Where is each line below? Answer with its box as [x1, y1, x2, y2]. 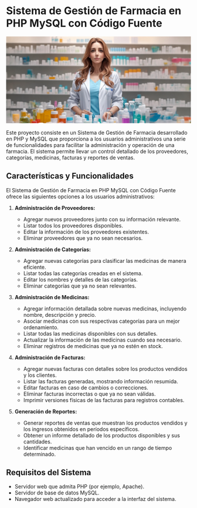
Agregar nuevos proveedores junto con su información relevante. [23, 216, 181, 223]
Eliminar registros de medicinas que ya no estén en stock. [23, 342, 163, 349]
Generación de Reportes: [14, 407, 77, 415]
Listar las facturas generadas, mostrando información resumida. [23, 377, 179, 385]
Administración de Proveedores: [14, 204, 96, 211]
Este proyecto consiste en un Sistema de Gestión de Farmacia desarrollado [6, 129, 188, 136]
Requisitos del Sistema [6, 467, 91, 477]
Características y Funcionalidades [6, 171, 134, 181]
